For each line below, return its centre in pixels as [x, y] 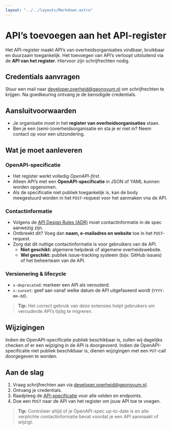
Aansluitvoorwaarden [41, 111]
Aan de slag [25, 372]
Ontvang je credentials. [37, 390]
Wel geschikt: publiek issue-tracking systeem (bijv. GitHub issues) [91, 255]
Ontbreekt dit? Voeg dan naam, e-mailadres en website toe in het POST [88, 233]
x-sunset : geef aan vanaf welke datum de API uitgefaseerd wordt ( [83, 290]
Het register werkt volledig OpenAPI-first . [57, 176]
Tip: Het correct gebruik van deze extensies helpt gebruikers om [86, 306]
